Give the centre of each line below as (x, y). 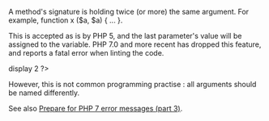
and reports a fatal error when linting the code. (86, 53)
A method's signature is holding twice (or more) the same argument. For (129, 12)
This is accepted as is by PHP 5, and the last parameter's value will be (125, 36)
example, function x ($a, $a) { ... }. (66, 20)
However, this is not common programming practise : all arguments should (132, 84)
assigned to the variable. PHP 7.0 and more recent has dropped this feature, (135, 44)
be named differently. (44, 93)
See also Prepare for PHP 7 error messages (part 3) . (96, 108)
